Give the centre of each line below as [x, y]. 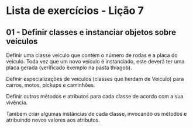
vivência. [17, 102]
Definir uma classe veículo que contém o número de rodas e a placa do [92, 55]
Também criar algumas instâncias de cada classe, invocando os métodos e [96, 114]
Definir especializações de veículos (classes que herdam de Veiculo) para [95, 79]
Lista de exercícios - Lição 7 [75, 11]
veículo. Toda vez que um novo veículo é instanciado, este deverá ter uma [95, 61]
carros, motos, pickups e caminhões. [51, 85]
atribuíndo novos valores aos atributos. [53, 120]
